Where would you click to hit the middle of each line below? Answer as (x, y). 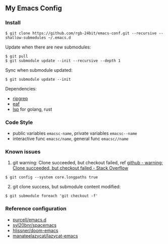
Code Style (19, 122)
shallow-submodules (26, 37)
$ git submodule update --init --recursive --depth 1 (63, 61)
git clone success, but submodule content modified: (67, 187)
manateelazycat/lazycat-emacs (45, 236)
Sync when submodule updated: (39, 70)
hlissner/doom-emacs (35, 230)
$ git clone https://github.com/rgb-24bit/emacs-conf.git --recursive (81, 33)
